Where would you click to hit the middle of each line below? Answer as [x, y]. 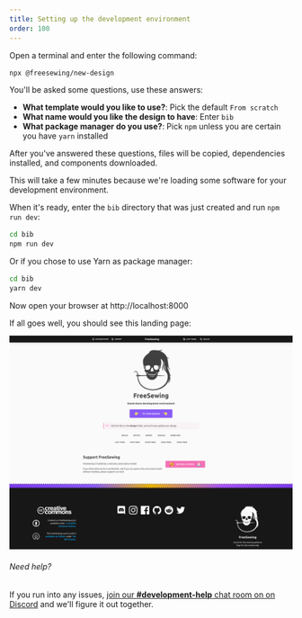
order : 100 [30, 28]
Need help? [31, 567]
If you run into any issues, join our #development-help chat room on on [142, 595]
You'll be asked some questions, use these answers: [107, 90]
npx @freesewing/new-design [62, 73]
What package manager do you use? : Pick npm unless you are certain [151, 127]
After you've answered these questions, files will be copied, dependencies [147, 154]
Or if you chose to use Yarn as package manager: [101, 262]
